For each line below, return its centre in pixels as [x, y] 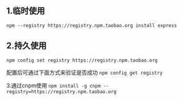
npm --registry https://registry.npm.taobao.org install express [91, 25]
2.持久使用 [27, 46]
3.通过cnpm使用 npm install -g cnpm [54, 85]
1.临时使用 [26, 11]
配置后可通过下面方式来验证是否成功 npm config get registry [84, 72]
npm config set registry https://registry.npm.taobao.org [82, 60]
